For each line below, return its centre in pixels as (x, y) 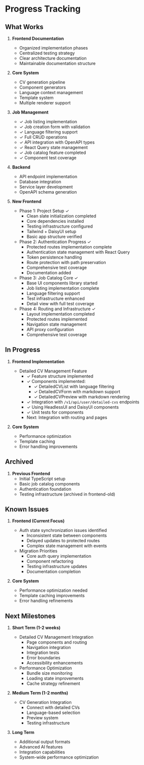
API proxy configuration (50, 329)
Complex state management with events (67, 546)
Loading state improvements (55, 679)
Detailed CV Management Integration (56, 637)
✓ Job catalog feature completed (53, 152)
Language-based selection (53, 713)
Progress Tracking (43, 9)
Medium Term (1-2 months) (40, 693)
